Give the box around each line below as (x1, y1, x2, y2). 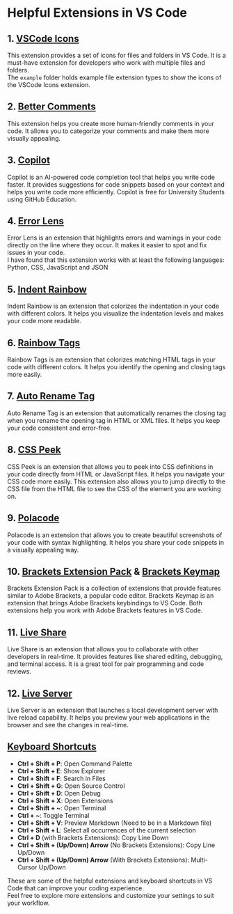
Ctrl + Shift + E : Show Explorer (17, 766, 106, 775)
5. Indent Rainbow (7, 284, 87, 295)
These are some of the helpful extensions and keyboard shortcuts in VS (7, 876, 213, 885)
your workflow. (7, 899, 50, 907)
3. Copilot (7, 155, 51, 166)
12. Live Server (7, 688, 73, 699)
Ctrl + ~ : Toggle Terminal (17, 811, 90, 819)
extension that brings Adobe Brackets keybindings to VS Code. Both (7, 599, 203, 607)
